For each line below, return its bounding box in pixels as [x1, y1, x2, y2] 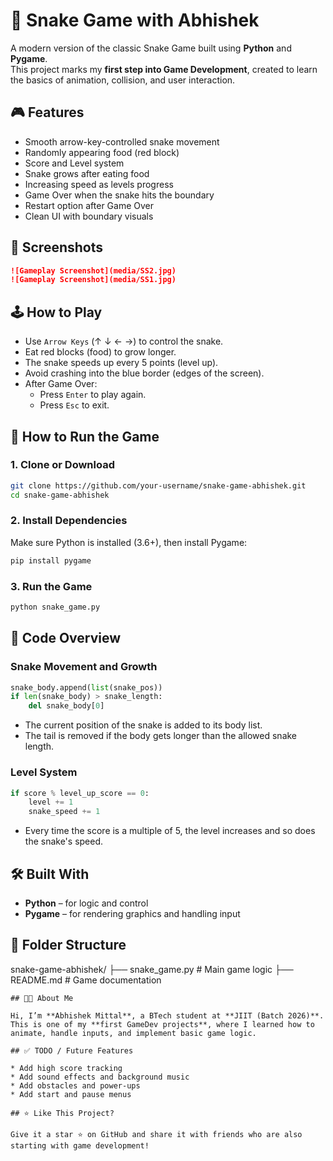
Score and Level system [24, 157, 125, 169]
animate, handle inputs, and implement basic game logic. [10, 1028, 257, 1038]
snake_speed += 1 [28, 807, 101, 817]
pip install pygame [10, 555, 92, 566]
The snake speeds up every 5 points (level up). [24, 357, 219, 369]
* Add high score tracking [10, 1063, 123, 1073]
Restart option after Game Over [24, 199, 154, 211]
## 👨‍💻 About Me [10, 993, 74, 1003]
